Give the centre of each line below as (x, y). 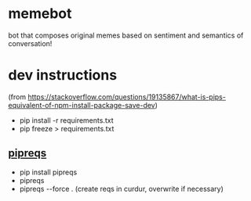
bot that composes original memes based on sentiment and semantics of (126, 35)
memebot (40, 14)
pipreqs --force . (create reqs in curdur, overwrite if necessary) (121, 188)
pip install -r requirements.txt (66, 120)
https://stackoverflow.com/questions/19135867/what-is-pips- (126, 97)
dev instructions (63, 75)
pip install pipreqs (48, 172)
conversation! (30, 43)
